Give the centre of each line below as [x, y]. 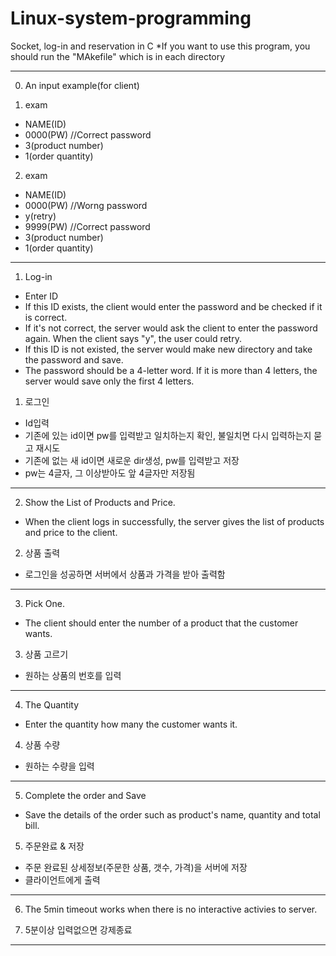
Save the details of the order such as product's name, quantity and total [172, 814]
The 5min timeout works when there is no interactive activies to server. [171, 909]
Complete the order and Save [85, 795]
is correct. [46, 317]
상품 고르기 [46, 654]
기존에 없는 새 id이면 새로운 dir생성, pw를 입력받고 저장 [132, 460]
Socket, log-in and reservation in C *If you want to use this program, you [160, 46]
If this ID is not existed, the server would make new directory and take [168, 349]
